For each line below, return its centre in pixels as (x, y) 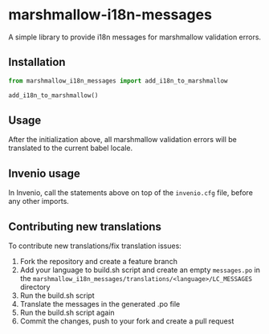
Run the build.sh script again (67, 312)
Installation (37, 62)
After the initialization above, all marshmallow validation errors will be (122, 140)
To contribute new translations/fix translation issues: (95, 246)
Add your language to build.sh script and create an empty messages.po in (140, 270)
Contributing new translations (85, 226)
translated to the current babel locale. (71, 148)
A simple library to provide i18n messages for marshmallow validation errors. (135, 37)
